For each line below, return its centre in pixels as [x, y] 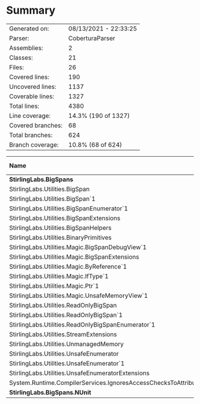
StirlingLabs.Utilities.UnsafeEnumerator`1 [67, 363]
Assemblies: [26, 48]
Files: [17, 67]
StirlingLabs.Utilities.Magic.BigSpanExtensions [74, 257]
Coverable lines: [32, 96]
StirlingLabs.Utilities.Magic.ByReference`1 [68, 266]
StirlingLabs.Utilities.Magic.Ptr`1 [54, 285]
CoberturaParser [92, 38]
